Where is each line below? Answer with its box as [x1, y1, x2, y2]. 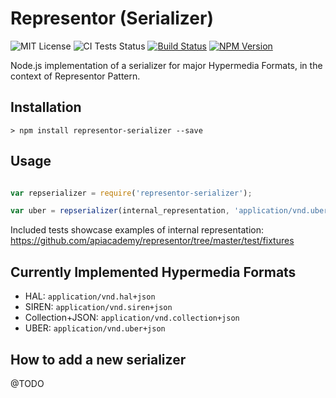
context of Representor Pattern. [10, 70, 141, 82]
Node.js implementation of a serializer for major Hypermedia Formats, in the [10, 59, 323, 71]
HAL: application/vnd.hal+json [24, 290, 156, 302]
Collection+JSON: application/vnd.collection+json [24, 312, 240, 324]
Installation [10, 99, 82, 116]
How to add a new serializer [10, 351, 187, 368]
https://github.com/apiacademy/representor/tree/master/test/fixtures [10, 235, 295, 247]
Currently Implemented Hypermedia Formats [10, 263, 297, 281]
